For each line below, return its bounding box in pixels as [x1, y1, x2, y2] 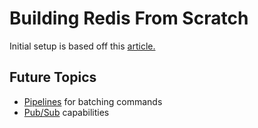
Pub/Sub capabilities [23, 106, 110, 118]
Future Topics [9, 69, 97, 86]
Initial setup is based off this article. [9, 40, 156, 52]
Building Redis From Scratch [9, 7, 249, 30]
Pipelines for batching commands [23, 95, 163, 107]
